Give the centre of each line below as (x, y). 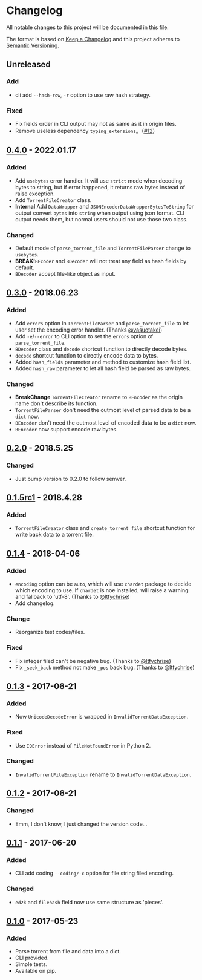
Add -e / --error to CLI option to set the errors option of (84, 336)
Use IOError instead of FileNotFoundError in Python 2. (83, 745)
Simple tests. (31, 964)
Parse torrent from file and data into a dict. (68, 952)
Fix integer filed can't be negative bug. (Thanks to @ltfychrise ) (93, 661)
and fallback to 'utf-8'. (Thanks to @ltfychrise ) (72, 596)
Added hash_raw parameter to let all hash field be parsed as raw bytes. (103, 368)
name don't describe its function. (56, 403)
